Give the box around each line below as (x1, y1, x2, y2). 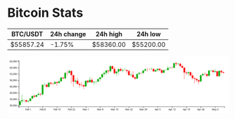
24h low (136, 30, 161, 38)
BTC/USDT (11, 30, 44, 38)
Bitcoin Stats (7, 5, 84, 21)
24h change (50, 30, 87, 38)
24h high (95, 30, 123, 38)
